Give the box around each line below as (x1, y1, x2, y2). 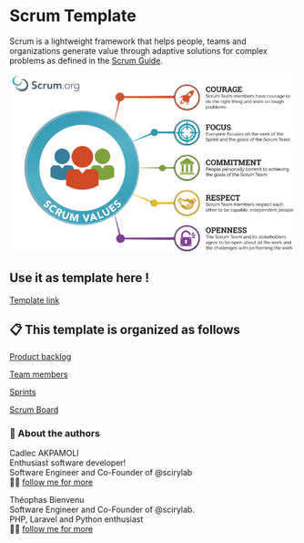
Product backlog (9, 350, 72, 361)
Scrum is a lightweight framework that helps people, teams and (9, 36, 248, 47)
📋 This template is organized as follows (9, 322, 241, 338)
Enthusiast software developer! (9, 457, 127, 468)
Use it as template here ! (9, 270, 150, 286)
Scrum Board (9, 403, 59, 415)
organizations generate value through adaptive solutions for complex (9, 45, 269, 56)
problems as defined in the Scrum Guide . (9, 55, 164, 66)
